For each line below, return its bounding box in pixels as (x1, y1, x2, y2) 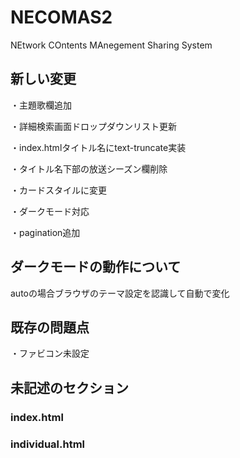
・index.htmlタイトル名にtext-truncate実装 (10, 141, 187, 153)
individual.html (10, 437, 86, 451)
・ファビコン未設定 (10, 347, 90, 360)
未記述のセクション (10, 379, 129, 396)
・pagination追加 (10, 226, 81, 238)
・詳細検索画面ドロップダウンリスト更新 (10, 120, 177, 132)
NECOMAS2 (10, 6, 113, 29)
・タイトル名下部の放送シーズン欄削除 (10, 162, 168, 175)
